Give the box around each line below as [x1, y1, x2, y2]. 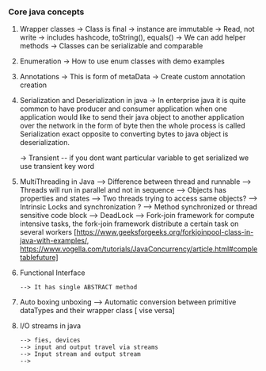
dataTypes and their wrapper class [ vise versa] [19, 306, 176, 316]
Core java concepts [8, 6, 85, 17]
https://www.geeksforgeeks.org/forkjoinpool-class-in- [76, 228, 254, 237]
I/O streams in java [19, 321, 82, 331]
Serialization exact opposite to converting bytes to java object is [19, 129, 229, 139]
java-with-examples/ [19, 236, 87, 246]
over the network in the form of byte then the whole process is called [19, 121, 245, 131]
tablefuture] [19, 253, 59, 262]
